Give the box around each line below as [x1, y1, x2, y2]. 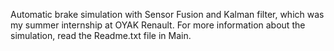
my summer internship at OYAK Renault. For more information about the [10, 19, 306, 31]
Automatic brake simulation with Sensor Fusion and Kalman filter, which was [10, 9, 325, 20]
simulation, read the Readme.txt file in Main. [10, 30, 192, 41]
